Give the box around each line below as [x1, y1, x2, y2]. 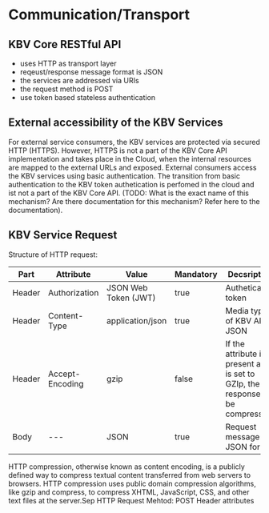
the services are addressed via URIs [19, 76, 139, 85]
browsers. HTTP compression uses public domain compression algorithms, [8, 479, 256, 488]
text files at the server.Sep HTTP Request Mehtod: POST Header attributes [8, 495, 255, 505]
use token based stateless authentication [19, 93, 156, 102]
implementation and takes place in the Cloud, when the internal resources [8, 154, 252, 163]
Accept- [47, 368, 81, 379]
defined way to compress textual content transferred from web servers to [8, 470, 251, 479]
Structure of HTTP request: [8, 250, 98, 259]
